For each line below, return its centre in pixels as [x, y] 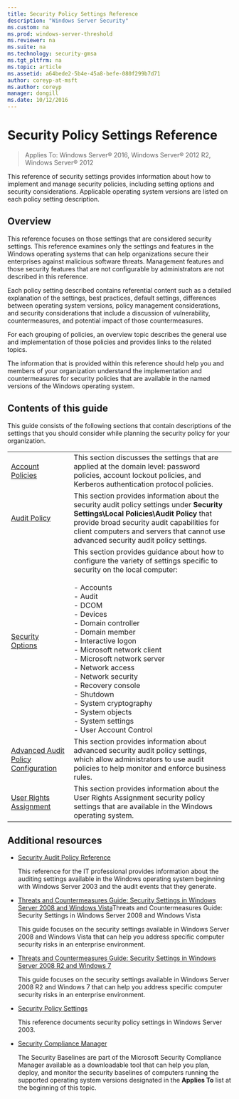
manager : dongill [33, 93]
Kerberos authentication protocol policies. [143, 484]
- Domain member [105, 632]
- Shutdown [94, 694]
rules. [83, 777]
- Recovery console [107, 685]
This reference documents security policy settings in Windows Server [120, 1022]
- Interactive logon [105, 640]
